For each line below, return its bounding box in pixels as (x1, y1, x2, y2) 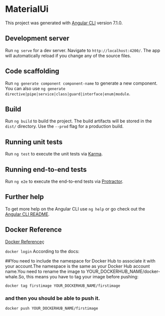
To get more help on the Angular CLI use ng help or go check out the (5, 206, 145, 211)
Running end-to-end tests (5, 165, 87, 174)
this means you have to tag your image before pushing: (26, 273, 139, 279)
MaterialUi (5, 3, 49, 15)
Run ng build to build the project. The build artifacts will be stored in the (5, 118, 152, 124)
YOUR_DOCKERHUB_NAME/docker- (86, 268, 161, 274)
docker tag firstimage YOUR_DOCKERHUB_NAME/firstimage (5, 283, 121, 288)
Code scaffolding (5, 67, 59, 75)
